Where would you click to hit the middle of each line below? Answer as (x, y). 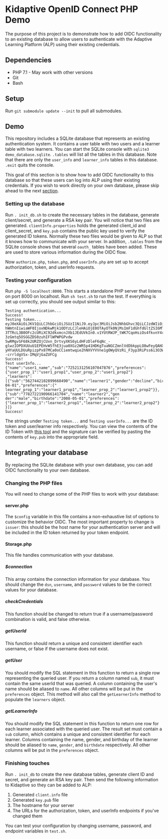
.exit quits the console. (30, 165)
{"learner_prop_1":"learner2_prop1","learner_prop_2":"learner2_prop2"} (82, 403)
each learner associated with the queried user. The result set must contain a (84, 729)
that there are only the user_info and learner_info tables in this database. (82, 160)
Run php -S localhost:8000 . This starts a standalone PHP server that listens (83, 291)
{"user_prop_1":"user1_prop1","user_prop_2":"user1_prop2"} (69, 372)
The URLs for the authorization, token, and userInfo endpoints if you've (85, 810)
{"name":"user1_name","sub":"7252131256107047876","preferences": (76, 368)
